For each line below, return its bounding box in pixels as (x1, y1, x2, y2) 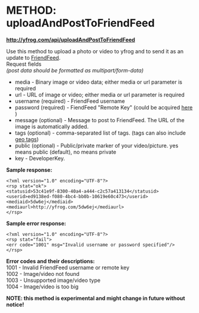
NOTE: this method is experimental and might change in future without (6, 294, 185, 302)
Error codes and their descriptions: (6, 257, 95, 265)
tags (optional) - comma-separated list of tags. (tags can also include (14, 129, 186, 136)
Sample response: (6, 166, 53, 174)
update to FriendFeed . (6, 54, 61, 61)
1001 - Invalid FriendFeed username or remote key (6, 264, 130, 271)
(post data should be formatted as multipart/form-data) (6, 66, 144, 74)
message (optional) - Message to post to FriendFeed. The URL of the (14, 116, 185, 123)
